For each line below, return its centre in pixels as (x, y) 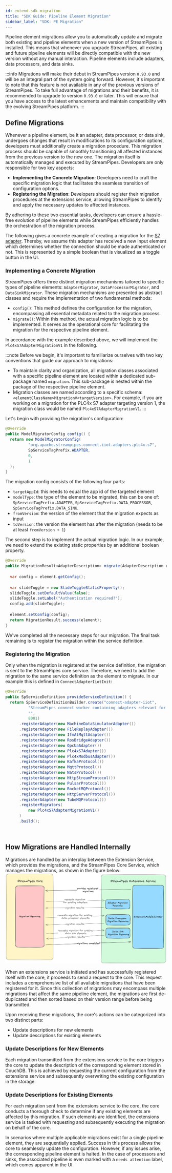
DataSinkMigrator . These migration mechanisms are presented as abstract (84, 293)
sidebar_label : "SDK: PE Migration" (44, 22)
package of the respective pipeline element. (59, 387)
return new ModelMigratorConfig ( (46, 440)
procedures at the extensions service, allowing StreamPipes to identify (87, 199)
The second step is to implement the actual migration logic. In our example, (85, 540)
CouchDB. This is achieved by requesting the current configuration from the (85, 1071)
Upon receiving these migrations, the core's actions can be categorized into (85, 1014)
